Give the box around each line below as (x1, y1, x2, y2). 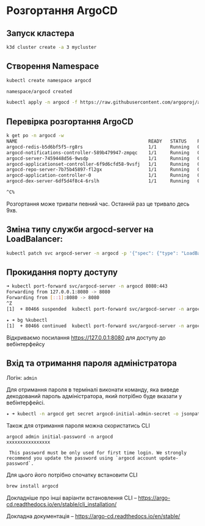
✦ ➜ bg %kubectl (6, 317, 48, 323)
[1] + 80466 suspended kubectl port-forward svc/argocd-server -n (6, 306, 184, 312)
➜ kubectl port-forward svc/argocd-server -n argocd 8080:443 (6, 283, 168, 289)
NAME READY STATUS (6, 138, 187, 144)
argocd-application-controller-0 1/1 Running (6, 172, 190, 179)
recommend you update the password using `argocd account (6, 455, 157, 462)
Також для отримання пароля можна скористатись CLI (6, 422, 151, 429)
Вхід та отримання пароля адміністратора (6, 358, 177, 368)
